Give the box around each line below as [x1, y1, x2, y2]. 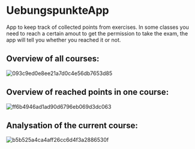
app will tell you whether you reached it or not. [6, 36, 121, 43]
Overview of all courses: [6, 53, 100, 64]
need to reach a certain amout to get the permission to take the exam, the [6, 29, 188, 37]
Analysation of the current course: [6, 120, 138, 130]
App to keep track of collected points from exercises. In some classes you [6, 23, 189, 31]
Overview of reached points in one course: [6, 87, 169, 97]
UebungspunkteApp [6, 4, 109, 17]
